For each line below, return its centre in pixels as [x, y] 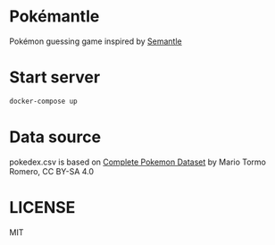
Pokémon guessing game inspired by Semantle [96, 41]
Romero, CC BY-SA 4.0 [52, 171]
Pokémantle [54, 17]
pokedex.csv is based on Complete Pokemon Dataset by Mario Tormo [137, 162]
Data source [55, 137]
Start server [55, 77]
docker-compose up [43, 101]
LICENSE [42, 207]
